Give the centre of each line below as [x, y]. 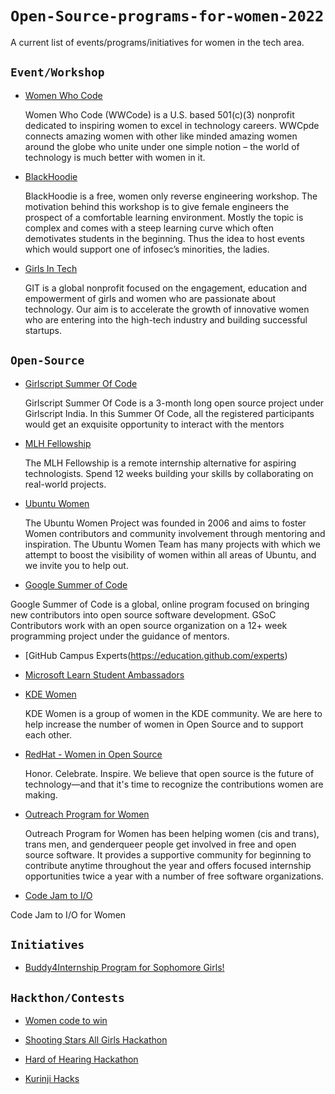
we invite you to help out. [76, 565]
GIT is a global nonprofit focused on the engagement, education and [166, 288]
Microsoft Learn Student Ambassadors [104, 674]
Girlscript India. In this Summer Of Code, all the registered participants [169, 413]
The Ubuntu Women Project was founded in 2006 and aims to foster [165, 523]
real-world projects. [65, 484]
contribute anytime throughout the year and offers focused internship [168, 865]
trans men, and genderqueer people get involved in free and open [160, 844]
